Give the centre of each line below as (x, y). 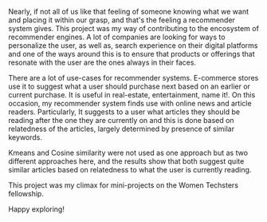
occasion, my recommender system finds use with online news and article (130, 103)
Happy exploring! (37, 209)
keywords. (25, 137)
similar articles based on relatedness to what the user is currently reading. (130, 170)
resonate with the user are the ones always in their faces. (102, 62)
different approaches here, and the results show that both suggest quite (126, 161)
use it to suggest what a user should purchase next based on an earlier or (130, 86)
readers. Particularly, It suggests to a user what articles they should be (124, 112)
